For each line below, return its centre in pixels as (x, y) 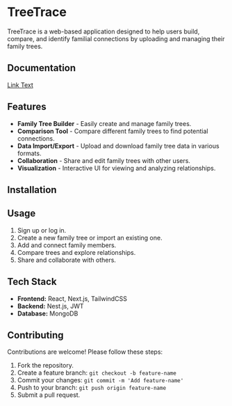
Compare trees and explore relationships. (76, 252)
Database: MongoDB (48, 313)
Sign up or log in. (42, 230)
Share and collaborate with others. (67, 260)
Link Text (20, 85)
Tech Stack (32, 282)
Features (27, 107)
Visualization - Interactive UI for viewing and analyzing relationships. (116, 168)
